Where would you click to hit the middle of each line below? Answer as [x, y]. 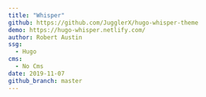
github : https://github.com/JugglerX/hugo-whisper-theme [103, 23]
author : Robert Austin [45, 37]
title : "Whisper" [37, 15]
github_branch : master [45, 81]
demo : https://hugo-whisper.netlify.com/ [77, 30]
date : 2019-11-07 [37, 74]
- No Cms [29, 66]
